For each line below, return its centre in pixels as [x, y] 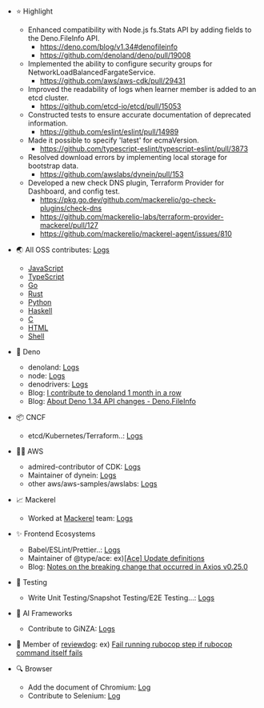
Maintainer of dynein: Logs [72, 475]
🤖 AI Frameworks [44, 613]
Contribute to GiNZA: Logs [72, 629]
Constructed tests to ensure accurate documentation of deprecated [139, 115]
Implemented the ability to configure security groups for [120, 64]
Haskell [40, 311]
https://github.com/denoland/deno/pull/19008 [115, 55]
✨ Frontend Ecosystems [56, 534]
